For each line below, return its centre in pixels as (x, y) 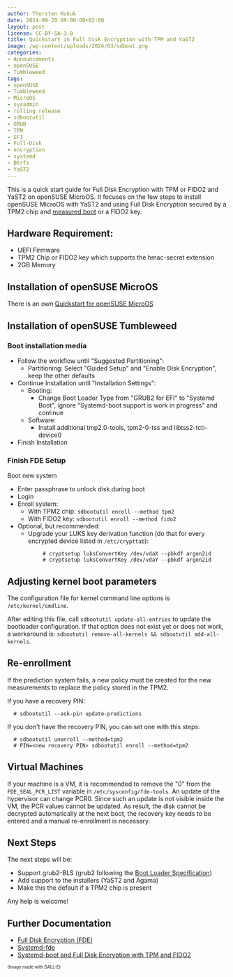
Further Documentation (59, 923)
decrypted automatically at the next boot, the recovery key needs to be (109, 813)
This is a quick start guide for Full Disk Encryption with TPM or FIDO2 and (113, 189)
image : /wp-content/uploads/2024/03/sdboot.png (78, 46)
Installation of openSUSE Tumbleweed (92, 326)
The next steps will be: (40, 860)
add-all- (207, 635)
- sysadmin (23, 105)
